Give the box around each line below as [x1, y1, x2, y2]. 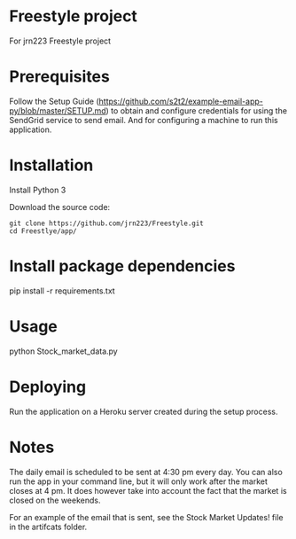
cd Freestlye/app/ [9, 226, 77, 236]
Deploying [9, 377, 87, 396]
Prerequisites [9, 66, 111, 87]
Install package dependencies [9, 256, 236, 276]
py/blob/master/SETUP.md [9, 105, 106, 116]
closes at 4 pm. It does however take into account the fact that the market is [9, 485, 287, 496]
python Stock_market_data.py [9, 346, 118, 356]
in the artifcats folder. [9, 521, 88, 532]
